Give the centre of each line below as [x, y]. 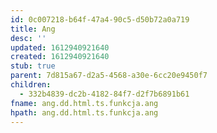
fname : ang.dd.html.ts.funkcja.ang [84, 103]
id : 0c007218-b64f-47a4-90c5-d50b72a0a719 [100, 19]
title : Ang [33, 29]
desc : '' [28, 38]
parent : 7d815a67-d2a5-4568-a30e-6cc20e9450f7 [109, 76]
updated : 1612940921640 [60, 47]
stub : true [33, 66]
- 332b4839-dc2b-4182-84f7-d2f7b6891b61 [104, 94]
